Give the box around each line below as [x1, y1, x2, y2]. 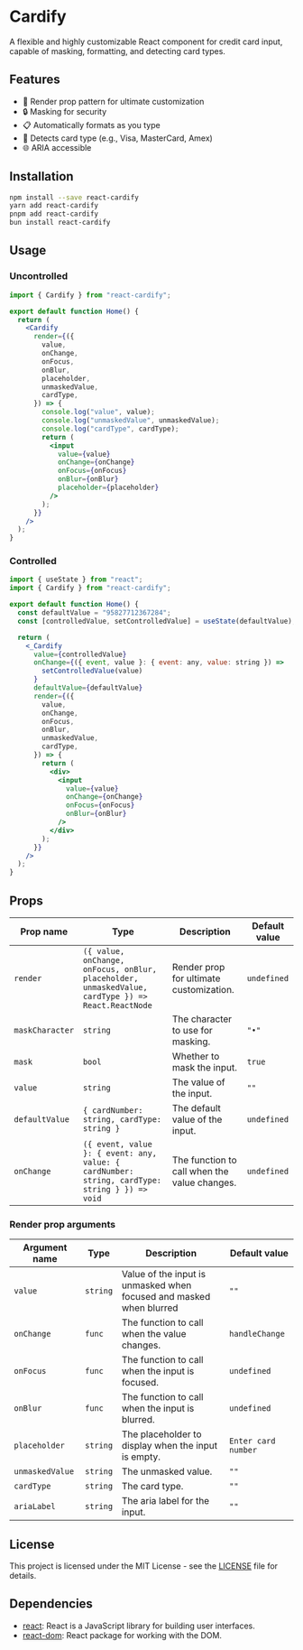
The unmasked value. [121, 1465, 213, 1478]
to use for [171, 1024, 214, 1036]
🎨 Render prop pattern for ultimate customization [22, 96, 205, 107]
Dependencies [9, 1596, 93, 1612]
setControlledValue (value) [41, 666, 143, 676]
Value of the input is [121, 1268, 206, 1281]
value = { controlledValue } [32, 650, 127, 659]
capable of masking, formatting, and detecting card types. [9, 45, 225, 56]
